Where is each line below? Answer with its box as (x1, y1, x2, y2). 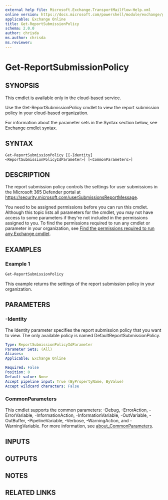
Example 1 (5, 260, 30, 267)
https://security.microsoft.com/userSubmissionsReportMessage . (5, 194, 138, 200)
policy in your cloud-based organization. (5, 110, 88, 116)
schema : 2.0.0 (5, 26, 35, 31)
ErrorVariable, (5, 412, 34, 418)
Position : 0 (5, 370, 30, 375)
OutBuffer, (5, 417, 26, 423)
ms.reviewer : (5, 40, 32, 45)
